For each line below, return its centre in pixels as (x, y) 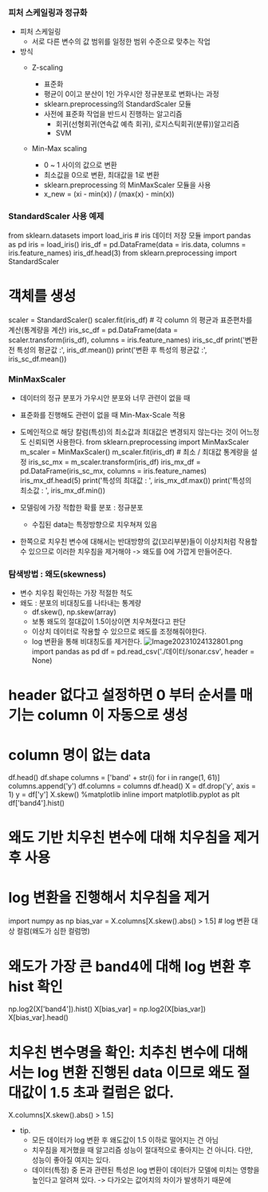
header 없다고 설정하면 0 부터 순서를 (122, 696)
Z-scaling (47, 68)
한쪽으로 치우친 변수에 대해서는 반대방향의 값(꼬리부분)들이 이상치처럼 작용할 (138, 541)
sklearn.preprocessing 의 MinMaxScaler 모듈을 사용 (127, 185)
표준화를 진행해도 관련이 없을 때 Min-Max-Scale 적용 (102, 414)
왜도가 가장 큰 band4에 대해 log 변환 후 (130, 966)
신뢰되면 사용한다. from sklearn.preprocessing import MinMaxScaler (139, 442)
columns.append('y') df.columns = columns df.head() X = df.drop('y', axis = (132, 786)
